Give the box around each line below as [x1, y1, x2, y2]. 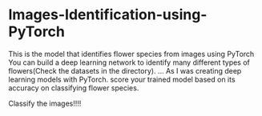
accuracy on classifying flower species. [8, 82, 139, 93]
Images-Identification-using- [8, 6, 208, 24]
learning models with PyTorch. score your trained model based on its [8, 74, 236, 84]
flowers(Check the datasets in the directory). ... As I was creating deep [8, 66, 242, 75]
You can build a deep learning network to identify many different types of [8, 58, 251, 67]
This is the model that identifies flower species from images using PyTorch [8, 49, 255, 58]
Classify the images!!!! [8, 98, 82, 108]
